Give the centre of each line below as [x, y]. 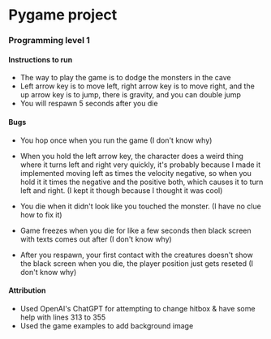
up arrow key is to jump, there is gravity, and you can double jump [131, 95]
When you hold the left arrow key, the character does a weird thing [131, 156]
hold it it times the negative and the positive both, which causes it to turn [142, 182]
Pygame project [63, 15]
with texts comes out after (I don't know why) [96, 239]
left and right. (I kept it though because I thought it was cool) [121, 190]
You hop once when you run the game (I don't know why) [116, 140]
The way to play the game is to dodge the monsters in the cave [125, 78]
